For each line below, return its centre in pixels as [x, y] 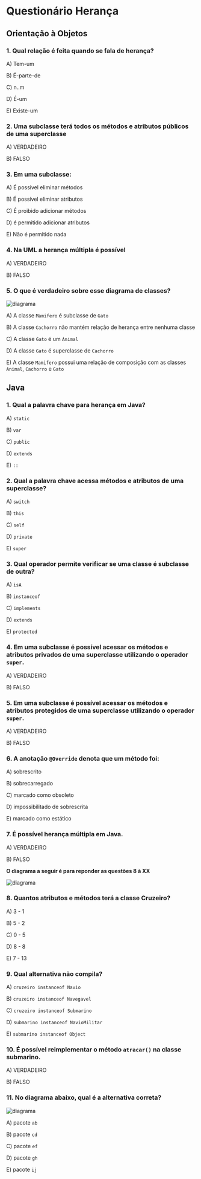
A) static [18, 418]
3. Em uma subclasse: [39, 175]
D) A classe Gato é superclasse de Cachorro [60, 351]
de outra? [20, 571]
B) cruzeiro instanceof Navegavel [49, 999]
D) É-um [17, 99]
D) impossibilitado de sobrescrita [47, 807]
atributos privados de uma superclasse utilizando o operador [97, 655]
